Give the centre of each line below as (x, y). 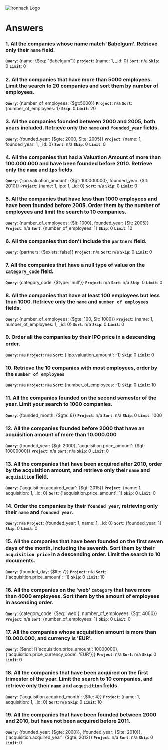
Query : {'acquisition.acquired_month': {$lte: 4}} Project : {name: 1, (73, 696)
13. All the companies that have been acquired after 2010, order (84, 464)
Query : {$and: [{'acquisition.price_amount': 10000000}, (62, 649)
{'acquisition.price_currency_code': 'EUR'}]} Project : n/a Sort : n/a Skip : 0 (81, 654)
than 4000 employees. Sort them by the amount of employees (82, 596)
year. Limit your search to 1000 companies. (59, 404)
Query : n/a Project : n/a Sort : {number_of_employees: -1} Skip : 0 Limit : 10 (81, 385)
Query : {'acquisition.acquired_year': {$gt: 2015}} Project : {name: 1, (73, 488)
